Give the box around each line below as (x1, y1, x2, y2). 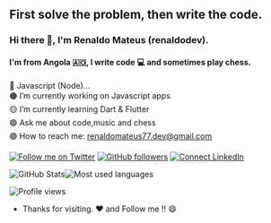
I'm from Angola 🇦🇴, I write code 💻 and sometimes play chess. (9, 56, 251, 67)
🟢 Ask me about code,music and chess (9, 116, 156, 128)
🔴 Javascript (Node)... (9, 80, 91, 90)
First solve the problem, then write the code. (9, 7, 263, 22)
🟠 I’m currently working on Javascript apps (9, 90, 170, 101)
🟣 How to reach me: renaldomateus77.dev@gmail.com (9, 130, 213, 142)
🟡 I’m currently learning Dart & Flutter (9, 103, 150, 115)
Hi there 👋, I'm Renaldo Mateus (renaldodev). (9, 34, 209, 47)
